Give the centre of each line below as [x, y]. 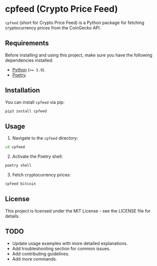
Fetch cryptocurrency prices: [41, 175]
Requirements [27, 43]
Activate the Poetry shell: [37, 157]
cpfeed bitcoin [21, 184]
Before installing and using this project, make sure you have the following [79, 55]
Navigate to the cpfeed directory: [45, 138]
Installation [22, 90]
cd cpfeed [15, 147]
